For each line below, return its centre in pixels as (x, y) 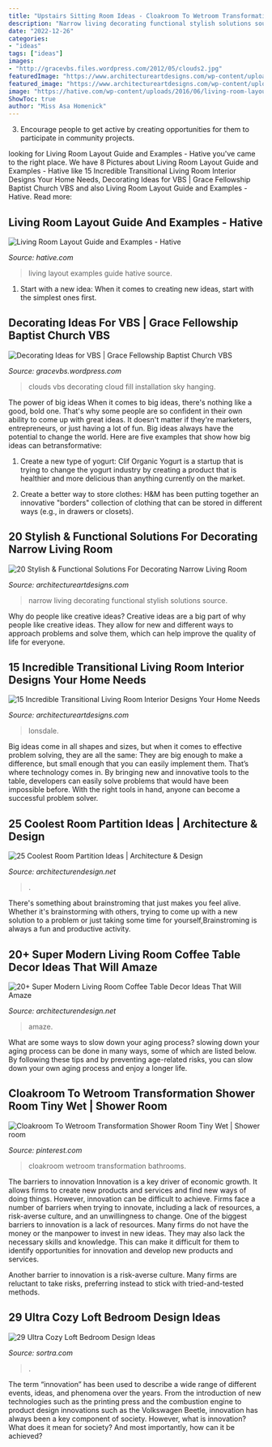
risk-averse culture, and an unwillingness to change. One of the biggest (127, 1216)
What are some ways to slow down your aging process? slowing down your (134, 1042)
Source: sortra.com (40, 1353)
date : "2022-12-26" (41, 31)
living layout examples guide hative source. (100, 273)
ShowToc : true (32, 99)
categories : (28, 39)
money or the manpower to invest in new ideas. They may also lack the (127, 1233)
